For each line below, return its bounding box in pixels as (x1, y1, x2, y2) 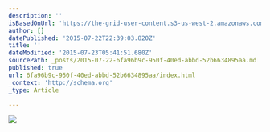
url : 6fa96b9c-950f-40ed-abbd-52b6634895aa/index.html (8, 71, 196, 79)
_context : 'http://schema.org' (8, 78, 113, 86)
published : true (8, 64, 63, 72)
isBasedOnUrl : (8, 19, 56, 27)
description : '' (8, 11, 63, 20)
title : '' (8, 42, 42, 50)
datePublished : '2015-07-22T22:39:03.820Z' (8, 34, 157, 42)
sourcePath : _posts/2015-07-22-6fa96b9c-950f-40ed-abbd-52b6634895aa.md (8, 57, 257, 65)
